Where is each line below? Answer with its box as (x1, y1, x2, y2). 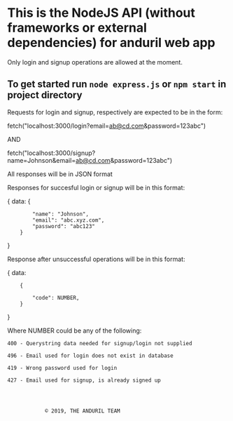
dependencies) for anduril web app (7, 35, 216, 51)
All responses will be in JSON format (7, 170, 113, 178)
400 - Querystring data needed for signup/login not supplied (7, 340, 192, 347)
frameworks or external (7, 20, 147, 36)
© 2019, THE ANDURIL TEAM (44, 407, 120, 415)
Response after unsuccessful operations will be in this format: (7, 255, 185, 263)
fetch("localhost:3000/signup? (7, 149, 96, 157)
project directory (7, 89, 83, 101)
